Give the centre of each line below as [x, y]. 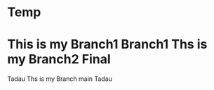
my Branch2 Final [59, 59]
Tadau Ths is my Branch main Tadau [60, 79]
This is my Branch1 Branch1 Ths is [107, 45]
